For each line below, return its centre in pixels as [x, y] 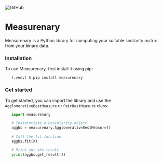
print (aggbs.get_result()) [39, 154]
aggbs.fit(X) [24, 141]
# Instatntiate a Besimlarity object [49, 123]
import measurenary [31, 114]
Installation [19, 58]
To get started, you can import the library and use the [58, 100]
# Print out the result [35, 150]
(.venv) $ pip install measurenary [47, 78]
